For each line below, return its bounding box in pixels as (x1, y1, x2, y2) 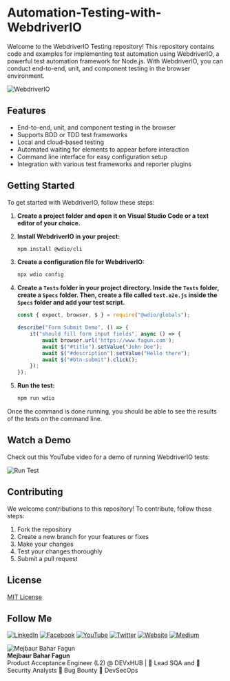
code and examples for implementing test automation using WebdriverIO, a (7, 50, 220, 58)
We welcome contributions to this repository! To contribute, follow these (7, 505, 212, 513)
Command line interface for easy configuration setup (17, 152, 167, 161)
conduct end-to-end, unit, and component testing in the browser (7, 64, 191, 72)
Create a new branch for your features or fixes (17, 532, 149, 540)
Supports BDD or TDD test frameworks (17, 130, 128, 139)
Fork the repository (17, 525, 72, 533)
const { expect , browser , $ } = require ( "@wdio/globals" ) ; (17, 312, 191, 318)
